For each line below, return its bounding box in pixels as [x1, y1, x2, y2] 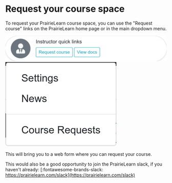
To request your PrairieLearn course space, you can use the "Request [5, 20, 153, 26]
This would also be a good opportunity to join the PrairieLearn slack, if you [5, 161, 163, 167]
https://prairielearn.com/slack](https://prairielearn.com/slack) [5, 172, 136, 178]
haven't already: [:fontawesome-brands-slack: [5, 167, 103, 173]
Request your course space [5, 3, 125, 15]
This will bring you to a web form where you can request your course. [5, 151, 152, 157]
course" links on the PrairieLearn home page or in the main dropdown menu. [5, 25, 167, 31]
